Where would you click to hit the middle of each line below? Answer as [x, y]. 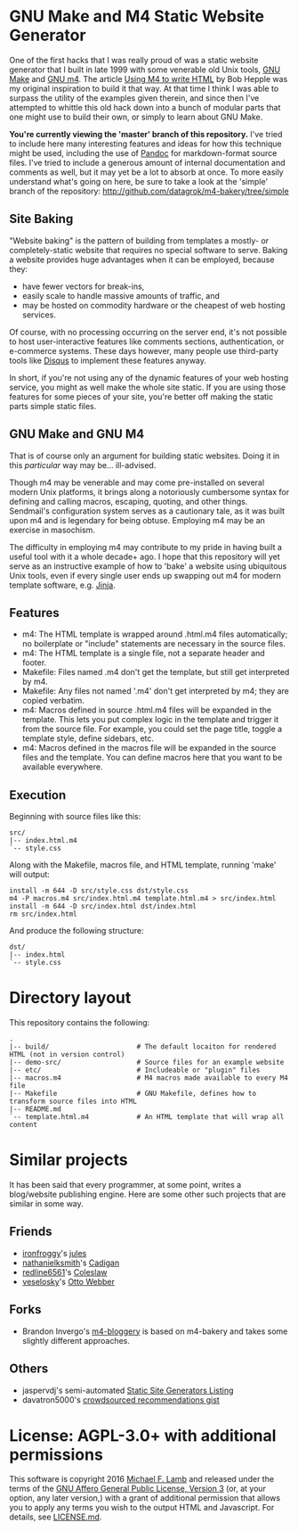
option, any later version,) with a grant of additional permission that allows [145, 1498]
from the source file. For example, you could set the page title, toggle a [152, 729]
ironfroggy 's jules [54, 1253]
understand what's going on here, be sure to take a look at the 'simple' [139, 181]
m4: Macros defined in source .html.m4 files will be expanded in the [147, 710]
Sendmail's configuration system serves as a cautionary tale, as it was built [147, 511]
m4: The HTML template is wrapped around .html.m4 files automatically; [155, 634]
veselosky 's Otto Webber [68, 1281]
